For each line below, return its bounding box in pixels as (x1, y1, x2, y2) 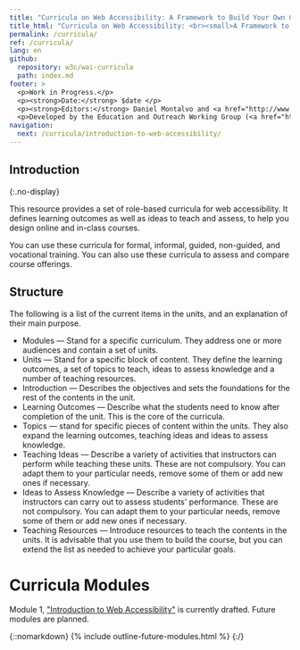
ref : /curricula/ (9, 37, 74, 47)
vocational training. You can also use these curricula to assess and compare (9, 249, 290, 260)
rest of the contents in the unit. (21, 392, 136, 403)
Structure (9, 285, 64, 300)
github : (9, 54, 38, 63)
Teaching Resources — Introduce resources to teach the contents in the (21, 524, 287, 536)
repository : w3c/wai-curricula (17, 63, 134, 72)
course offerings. (9, 258, 73, 269)
